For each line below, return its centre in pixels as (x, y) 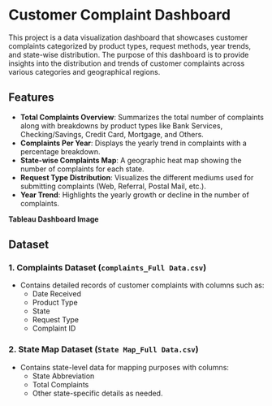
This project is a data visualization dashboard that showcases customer (128, 37)
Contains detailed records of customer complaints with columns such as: (142, 285)
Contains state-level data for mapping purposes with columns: (125, 367)
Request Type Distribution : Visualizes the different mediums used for (137, 177)
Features (31, 98)
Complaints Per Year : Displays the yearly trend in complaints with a (133, 143)
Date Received (56, 294)
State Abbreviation (63, 376)
